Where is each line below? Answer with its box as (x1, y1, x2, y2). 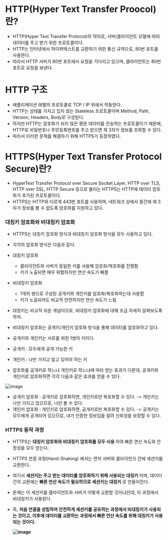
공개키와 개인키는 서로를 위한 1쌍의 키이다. (12, 335, 95, 341)
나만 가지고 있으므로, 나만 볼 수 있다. (12, 400, 84, 406)
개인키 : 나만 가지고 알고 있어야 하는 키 (12, 356, 88, 362)
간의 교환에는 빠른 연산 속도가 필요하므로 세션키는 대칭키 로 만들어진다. (12, 479, 149, 485)
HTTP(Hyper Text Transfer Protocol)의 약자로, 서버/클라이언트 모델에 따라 (12, 33, 160, 39)
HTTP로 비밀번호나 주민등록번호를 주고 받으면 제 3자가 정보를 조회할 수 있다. (12, 126, 162, 132)
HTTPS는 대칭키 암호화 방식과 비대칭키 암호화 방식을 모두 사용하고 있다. (12, 231, 153, 237)
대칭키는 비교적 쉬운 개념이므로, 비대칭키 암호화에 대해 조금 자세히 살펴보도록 (12, 308, 163, 314)
